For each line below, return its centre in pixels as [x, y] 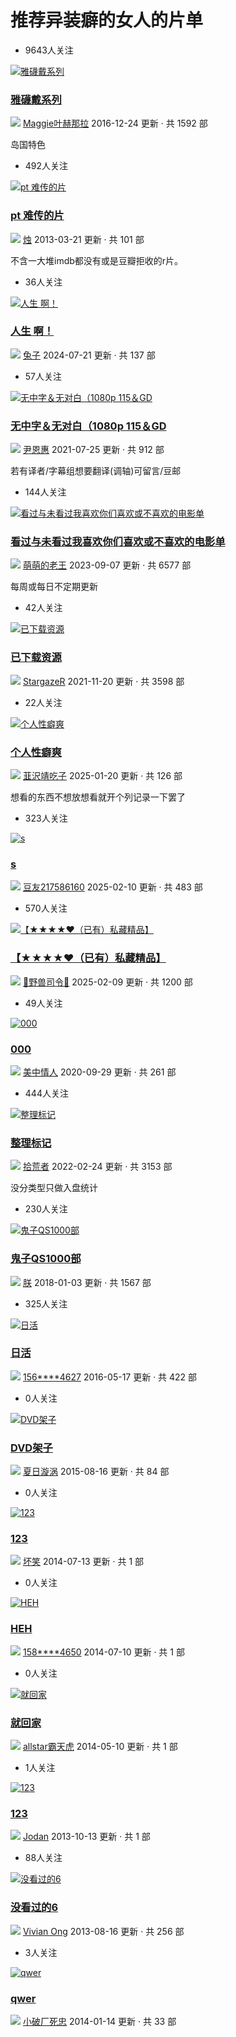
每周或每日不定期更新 [54, 587]
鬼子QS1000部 [46, 1259]
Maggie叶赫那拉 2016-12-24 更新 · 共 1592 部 [115, 123]
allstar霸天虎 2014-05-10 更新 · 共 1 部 [100, 1746]
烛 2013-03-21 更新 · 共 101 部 [83, 239]
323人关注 [46, 818]
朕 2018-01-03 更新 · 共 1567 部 [87, 1282]
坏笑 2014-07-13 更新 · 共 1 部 [83, 1562]
